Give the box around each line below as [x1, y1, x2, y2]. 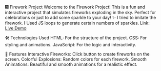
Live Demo [5, 25, 27, 31]
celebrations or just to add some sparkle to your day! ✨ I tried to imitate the [5, 14, 156, 20]
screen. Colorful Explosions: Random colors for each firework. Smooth [5, 57, 147, 62]
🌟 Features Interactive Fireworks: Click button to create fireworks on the [5, 51, 150, 57]
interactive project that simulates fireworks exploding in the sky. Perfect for [5, 10, 156, 15]
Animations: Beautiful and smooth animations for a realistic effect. [5, 61, 138, 67]
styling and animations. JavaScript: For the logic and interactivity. [5, 42, 137, 47]
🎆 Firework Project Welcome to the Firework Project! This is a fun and [5, 4, 145, 10]
